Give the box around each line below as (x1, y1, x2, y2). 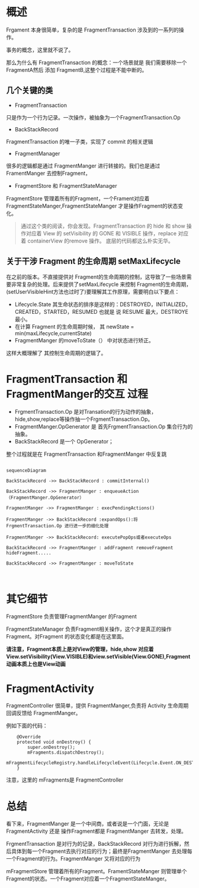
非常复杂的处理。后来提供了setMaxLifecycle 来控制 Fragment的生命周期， (11, 281, 192, 288)
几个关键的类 (6, 86, 53, 96)
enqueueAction (104, 488, 139, 494)
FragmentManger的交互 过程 (6, 387, 149, 401)
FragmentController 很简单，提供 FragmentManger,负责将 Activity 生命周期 (6, 702, 189, 709)
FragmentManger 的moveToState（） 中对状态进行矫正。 (14, 336, 154, 344)
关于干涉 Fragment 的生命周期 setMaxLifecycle (6, 256, 181, 266)
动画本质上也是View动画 (6, 660, 66, 667)
